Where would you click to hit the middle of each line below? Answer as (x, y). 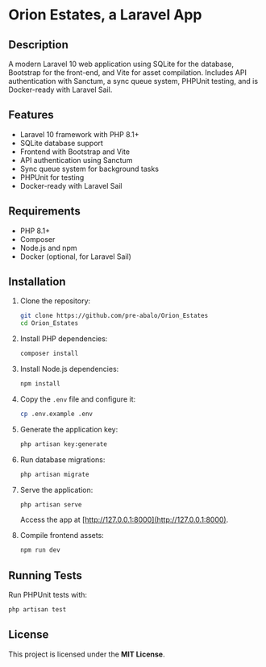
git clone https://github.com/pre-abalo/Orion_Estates (114, 316)
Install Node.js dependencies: (69, 369)
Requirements (44, 211)
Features (31, 115)
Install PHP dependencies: (64, 339)
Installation (37, 282)
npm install (40, 384)
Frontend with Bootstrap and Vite (75, 152)
